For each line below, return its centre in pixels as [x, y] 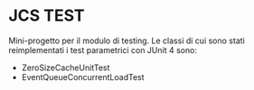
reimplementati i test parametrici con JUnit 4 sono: [103, 49]
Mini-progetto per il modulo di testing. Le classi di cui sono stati [127, 40]
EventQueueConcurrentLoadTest [83, 76]
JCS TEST [47, 16]
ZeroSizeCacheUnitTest [66, 67]
